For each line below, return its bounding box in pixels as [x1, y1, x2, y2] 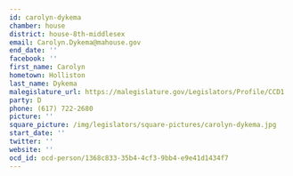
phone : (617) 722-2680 [9, 104, 94, 113]
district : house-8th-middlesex [9, 29, 126, 38]
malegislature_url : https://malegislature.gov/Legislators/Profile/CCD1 [9, 87, 285, 96]
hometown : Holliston [9, 71, 86, 80]
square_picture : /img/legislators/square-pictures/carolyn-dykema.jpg [9, 121, 277, 130]
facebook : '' [9, 54, 58, 63]
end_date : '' [9, 46, 58, 55]
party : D [9, 95, 42, 105]
